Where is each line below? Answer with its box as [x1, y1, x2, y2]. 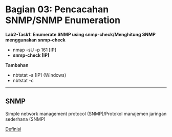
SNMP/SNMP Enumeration [5, 14, 121, 26]
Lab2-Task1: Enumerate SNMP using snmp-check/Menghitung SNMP [5, 31, 156, 37]
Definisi [5, 126, 21, 132]
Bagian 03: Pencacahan [5, 4, 109, 15]
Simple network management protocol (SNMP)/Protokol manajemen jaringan [5, 110, 167, 117]
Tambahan [5, 62, 29, 68]
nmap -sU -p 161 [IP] [12, 47, 56, 53]
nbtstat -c [12, 77, 34, 83]
